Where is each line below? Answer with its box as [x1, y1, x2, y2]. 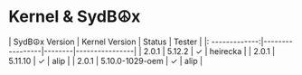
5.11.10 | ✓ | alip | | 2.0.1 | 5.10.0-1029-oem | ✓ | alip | [8, 55, 203, 66]
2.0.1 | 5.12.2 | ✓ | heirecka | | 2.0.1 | [143, 45, 276, 56]
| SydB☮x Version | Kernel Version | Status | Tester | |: [8, 36, 210, 47]
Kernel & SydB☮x [8, 6, 141, 27]
